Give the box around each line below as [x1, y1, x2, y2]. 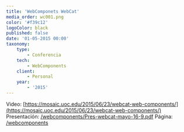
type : [16, 47, 30, 53]
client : [16, 68, 35, 74]
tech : [16, 57, 30, 63]
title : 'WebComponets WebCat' [6, 8, 80, 15]
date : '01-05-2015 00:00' [6, 36, 69, 41]
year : [16, 79, 30, 85]
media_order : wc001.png [6, 14, 64, 20]
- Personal [27, 74, 54, 79]
